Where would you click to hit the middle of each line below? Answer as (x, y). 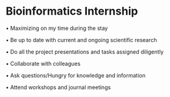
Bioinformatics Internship (72, 11)
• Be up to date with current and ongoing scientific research (81, 40)
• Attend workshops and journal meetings (58, 87)
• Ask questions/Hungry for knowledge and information (76, 75)
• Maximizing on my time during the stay (57, 28)
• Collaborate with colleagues (43, 63)
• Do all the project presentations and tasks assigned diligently (85, 52)
